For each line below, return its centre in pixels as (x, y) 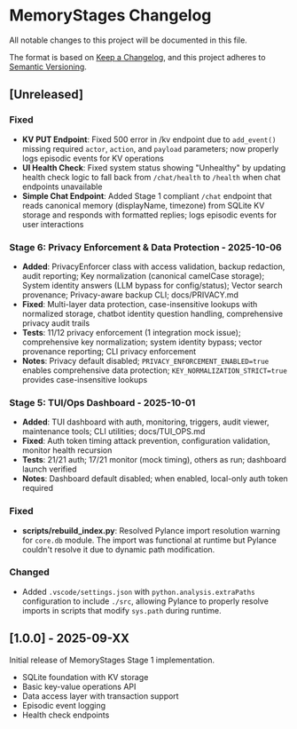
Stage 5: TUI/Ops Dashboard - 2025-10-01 (102, 402)
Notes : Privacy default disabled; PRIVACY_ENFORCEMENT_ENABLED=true (145, 361)
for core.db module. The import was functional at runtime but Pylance (149, 540)
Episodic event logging (64, 705)
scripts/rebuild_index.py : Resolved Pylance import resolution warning (151, 530)
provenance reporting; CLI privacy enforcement (109, 351)
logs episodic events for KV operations (93, 158)
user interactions (53, 224)
